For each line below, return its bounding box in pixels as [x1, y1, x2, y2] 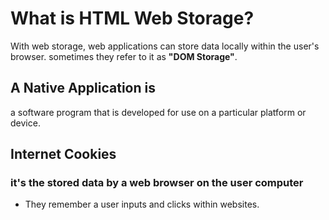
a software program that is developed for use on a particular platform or [10, 106, 307, 118]
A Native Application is [10, 80, 156, 97]
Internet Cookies [10, 146, 117, 163]
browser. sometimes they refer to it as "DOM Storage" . [10, 50, 238, 62]
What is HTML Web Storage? [10, 7, 255, 30]
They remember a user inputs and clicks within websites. [24, 198, 260, 211]
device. [10, 117, 41, 129]
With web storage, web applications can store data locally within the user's [10, 40, 320, 52]
